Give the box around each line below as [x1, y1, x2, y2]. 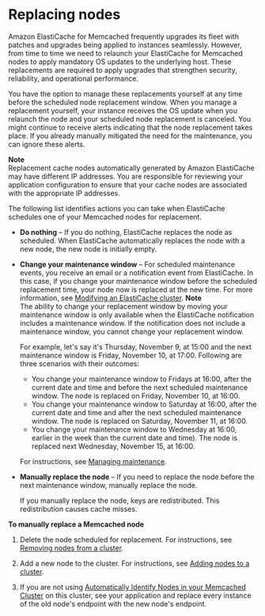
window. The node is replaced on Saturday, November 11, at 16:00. [31, 416, 248, 425]
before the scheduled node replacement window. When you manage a [8, 97, 237, 107]
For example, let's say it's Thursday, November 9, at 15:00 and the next [19, 342, 252, 351]
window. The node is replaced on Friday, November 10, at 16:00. [31, 391, 240, 400]
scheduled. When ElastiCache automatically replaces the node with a [19, 236, 245, 245]
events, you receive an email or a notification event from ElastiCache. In [19, 267, 254, 278]
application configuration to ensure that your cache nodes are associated [8, 180, 248, 189]
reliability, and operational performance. [8, 74, 138, 83]
